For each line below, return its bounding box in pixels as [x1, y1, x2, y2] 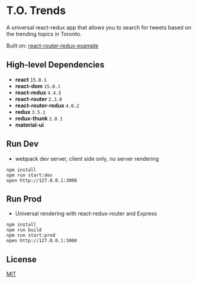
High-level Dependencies [6, 60, 105, 70]
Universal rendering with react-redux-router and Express [15, 210, 158, 217]
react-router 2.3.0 [15, 95, 62, 102]
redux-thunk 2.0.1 [15, 114, 63, 122]
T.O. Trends [6, 4, 66, 18]
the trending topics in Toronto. [6, 30, 82, 37]
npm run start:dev [6, 172, 53, 178]
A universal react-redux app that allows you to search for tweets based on [6, 24, 192, 31]
